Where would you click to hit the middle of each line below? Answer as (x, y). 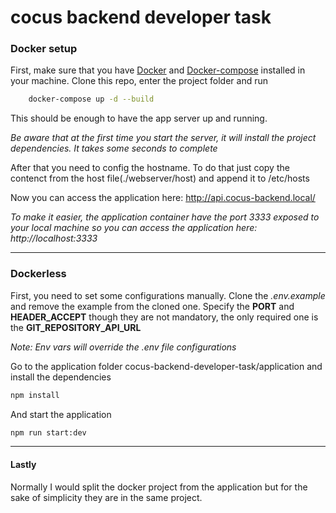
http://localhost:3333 (54, 238)
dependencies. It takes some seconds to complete (114, 148)
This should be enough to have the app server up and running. (139, 118)
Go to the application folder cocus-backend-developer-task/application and (166, 366)
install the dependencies (61, 377)
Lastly (23, 464)
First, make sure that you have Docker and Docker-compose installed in (158, 70)
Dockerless (38, 274)
